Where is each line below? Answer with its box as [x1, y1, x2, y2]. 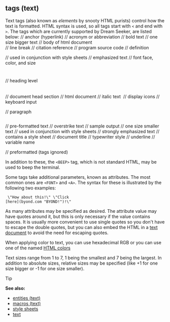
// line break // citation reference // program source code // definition [5, 44, 149, 50]
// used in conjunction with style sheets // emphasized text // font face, [5, 54, 154, 60]
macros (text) [12, 300, 41, 306]
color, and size [5, 59, 36, 66]
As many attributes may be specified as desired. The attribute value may [5, 208, 157, 214]
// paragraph [5, 109, 32, 115]
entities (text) [12, 295, 41, 301]
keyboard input [5, 99, 37, 105]
